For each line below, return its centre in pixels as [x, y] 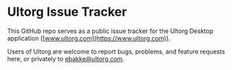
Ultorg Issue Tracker [67, 12]
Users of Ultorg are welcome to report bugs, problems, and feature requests [116, 51]
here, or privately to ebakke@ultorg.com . [66, 58]
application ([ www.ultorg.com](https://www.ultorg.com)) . [89, 38]
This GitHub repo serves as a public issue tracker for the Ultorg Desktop [110, 31]
